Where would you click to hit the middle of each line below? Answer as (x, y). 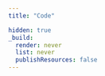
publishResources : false (56, 60)
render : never (39, 45)
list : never (35, 53)
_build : (21, 38)
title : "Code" (32, 16)
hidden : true (30, 30)
